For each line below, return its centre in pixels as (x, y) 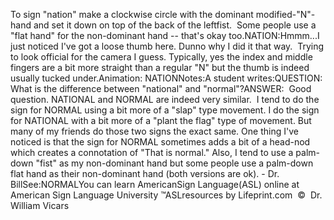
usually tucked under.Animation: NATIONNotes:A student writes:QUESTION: (166, 78)
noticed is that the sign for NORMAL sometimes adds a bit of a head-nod (160, 142)
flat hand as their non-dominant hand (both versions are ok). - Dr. (145, 173)
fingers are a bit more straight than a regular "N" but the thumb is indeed (160, 67)
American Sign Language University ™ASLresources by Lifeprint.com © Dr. (166, 195)
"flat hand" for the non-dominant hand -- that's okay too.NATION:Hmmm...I (165, 35)
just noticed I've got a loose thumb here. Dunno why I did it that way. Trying (167, 46)
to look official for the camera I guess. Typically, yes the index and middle (161, 57)
